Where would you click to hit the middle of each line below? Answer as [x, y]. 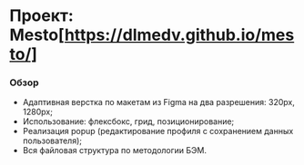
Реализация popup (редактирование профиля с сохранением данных [158, 131]
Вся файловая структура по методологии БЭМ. [115, 150]
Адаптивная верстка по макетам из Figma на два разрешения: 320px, [159, 102]
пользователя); [52, 141]
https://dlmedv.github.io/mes [179, 35]
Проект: [42, 16]
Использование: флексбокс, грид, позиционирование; [128, 121]
